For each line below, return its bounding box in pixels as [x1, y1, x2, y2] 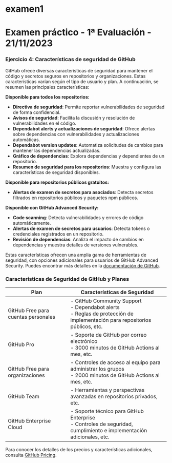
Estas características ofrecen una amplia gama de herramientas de [5, 252, 147, 258]
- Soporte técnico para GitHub [70, 408, 144, 415]
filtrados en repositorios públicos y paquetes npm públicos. [12, 195, 138, 201]
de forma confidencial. [12, 109, 61, 115]
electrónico [70, 337, 98, 344]
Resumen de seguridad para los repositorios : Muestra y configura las [12, 164, 162, 170]
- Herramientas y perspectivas [70, 386, 145, 393]
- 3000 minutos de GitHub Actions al [70, 344, 160, 351]
